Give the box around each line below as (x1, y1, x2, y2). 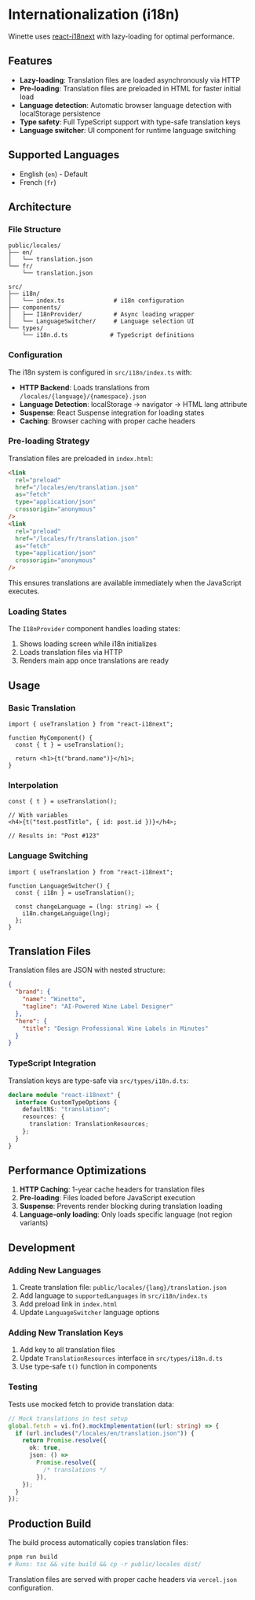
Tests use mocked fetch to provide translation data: (8, 1399, 174, 1409)
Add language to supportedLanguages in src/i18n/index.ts (19, 1291, 208, 1300)
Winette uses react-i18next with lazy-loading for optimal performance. (8, 31, 235, 41)
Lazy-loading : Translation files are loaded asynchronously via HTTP (19, 75, 241, 84)
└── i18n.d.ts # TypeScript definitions (22, 331, 195, 339)
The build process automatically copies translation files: (8, 1538, 188, 1547)
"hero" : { (15, 1017, 47, 1025)
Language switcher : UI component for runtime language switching (19, 125, 236, 135)
